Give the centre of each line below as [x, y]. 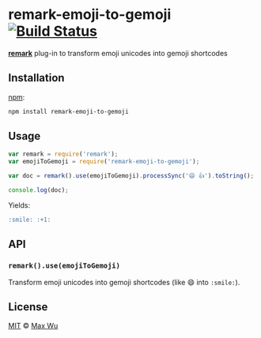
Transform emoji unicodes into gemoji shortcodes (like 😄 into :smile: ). [124, 282]
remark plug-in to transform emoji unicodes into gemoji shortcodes [118, 53]
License [28, 307]
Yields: [19, 205]
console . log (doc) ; [38, 190]
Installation [36, 78]
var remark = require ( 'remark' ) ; [63, 154]
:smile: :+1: [30, 220]
